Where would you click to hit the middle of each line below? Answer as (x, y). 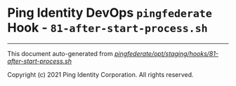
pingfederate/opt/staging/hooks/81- (167, 53)
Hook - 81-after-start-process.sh (108, 28)
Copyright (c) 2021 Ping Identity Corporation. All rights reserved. (101, 74)
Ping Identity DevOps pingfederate (110, 13)
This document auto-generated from (60, 53)
